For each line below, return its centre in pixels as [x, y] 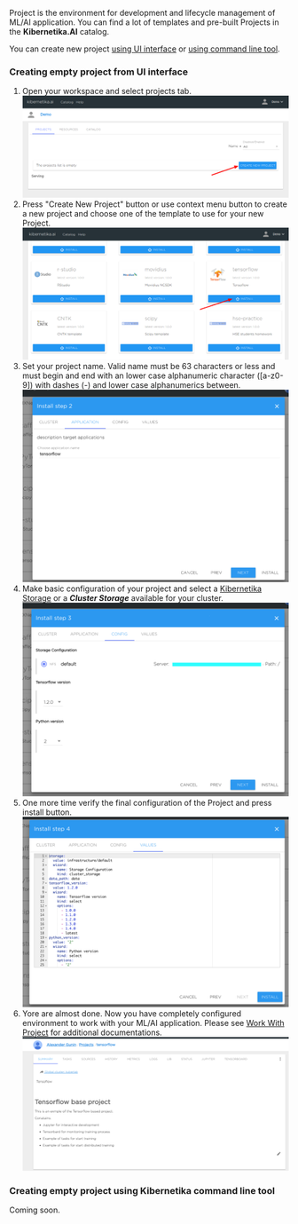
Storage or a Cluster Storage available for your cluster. [122, 598]
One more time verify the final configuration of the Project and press [147, 803]
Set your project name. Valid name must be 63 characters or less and [149, 367]
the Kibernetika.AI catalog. [59, 32]
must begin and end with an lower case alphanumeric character [138, 375]
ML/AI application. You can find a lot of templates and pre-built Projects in [144, 22]
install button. [47, 812]
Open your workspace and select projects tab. [107, 91]
